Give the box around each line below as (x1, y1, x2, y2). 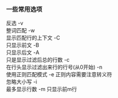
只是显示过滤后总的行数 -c (6, 56, 70, 63)
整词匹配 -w (6, 27, 35, 34)
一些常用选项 (6, 5, 43, 13)
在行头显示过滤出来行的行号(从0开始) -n (6, 63, 103, 71)
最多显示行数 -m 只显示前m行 (6, 86, 77, 93)
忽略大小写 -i (6, 78, 37, 86)
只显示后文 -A (6, 49, 40, 56)
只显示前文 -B (6, 42, 39, 49)
